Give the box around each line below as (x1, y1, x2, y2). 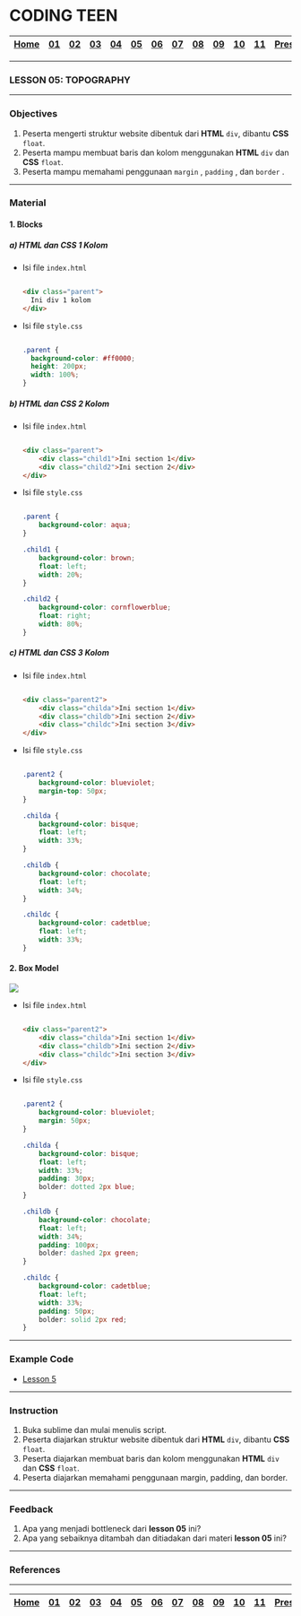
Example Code (9, 1353, 74, 1366)
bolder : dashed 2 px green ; (39, 1248, 140, 1258)
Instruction (9, 1404, 59, 1417)
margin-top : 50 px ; (39, 786, 107, 795)
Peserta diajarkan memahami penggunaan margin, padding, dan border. (21, 1472, 288, 1482)
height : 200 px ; (30, 362, 88, 371)
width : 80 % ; (39, 620, 83, 629)
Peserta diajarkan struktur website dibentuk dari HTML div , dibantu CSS (21, 1434, 290, 1445)
